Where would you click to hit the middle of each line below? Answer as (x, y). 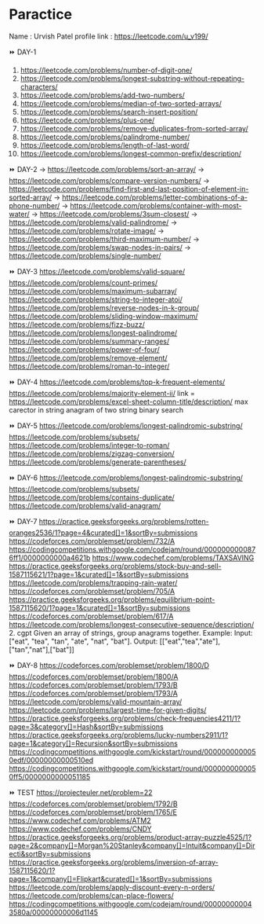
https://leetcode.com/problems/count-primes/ (83, 282)
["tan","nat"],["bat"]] (42, 649)
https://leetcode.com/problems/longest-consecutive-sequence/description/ (132, 624)
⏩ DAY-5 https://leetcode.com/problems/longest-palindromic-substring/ (126, 425)
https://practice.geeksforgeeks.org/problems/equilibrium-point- (112, 599)
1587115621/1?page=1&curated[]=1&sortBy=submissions (99, 574)
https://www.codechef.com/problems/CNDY (80, 829)
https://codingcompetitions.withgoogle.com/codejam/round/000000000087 (132, 549)
